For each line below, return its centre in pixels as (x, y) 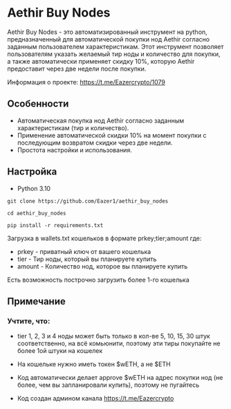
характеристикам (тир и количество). (73, 128)
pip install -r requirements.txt (55, 225)
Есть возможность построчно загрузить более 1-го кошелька (99, 280)
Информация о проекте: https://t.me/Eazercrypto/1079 (86, 82)
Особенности (38, 104)
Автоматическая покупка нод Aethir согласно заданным (101, 120)
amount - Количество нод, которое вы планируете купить (102, 266)
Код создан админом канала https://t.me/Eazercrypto (95, 399)
